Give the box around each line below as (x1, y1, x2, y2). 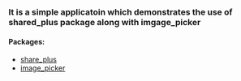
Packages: (8, 36, 45, 46)
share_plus (19, 55, 58, 65)
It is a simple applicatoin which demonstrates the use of (8, 6, 233, 18)
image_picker (19, 63, 66, 73)
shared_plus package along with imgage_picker (8, 16, 201, 28)
